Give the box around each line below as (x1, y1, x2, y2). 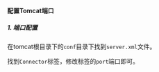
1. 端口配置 (7, 24, 38, 32)
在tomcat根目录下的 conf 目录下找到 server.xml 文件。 (7, 42, 156, 51)
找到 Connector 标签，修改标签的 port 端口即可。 (7, 57, 140, 65)
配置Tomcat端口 (7, 6, 54, 15)
